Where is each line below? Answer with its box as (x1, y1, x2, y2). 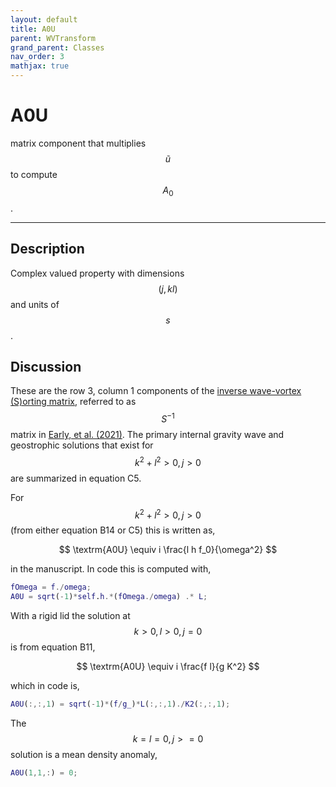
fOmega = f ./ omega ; (10, 582, 92, 593)
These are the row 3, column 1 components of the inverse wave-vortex (10, 385, 302, 397)
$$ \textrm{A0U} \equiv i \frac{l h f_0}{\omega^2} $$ (58, 544, 278, 556)
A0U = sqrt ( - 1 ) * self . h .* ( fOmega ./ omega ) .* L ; (10, 592, 208, 602)
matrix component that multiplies (10, 137, 147, 149)
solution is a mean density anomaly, (10, 748, 158, 760)
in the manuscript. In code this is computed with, (10, 563, 212, 575)
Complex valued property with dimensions (10, 267, 185, 279)
